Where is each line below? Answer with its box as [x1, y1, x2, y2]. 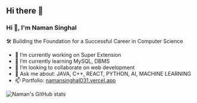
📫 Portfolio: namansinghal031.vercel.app [14, 76, 116, 83]
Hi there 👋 [6, 6, 43, 16]
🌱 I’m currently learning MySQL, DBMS [14, 57, 110, 65]
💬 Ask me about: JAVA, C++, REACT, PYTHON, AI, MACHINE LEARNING [14, 70, 192, 77]
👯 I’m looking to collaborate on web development [14, 63, 135, 71]
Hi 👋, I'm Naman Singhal [6, 24, 77, 32]
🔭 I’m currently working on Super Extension [14, 51, 121, 58]
